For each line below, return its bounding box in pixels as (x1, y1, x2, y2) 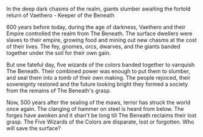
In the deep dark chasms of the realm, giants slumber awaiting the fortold (6, 5, 191, 12)
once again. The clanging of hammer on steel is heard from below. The (6, 105, 184, 112)
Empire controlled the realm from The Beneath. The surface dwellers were (6, 30, 193, 37)
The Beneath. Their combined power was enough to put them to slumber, (6, 68, 191, 75)
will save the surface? (6, 125, 61, 132)
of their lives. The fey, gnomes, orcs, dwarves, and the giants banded (6, 43, 181, 50)
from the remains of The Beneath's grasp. (6, 87, 112, 94)
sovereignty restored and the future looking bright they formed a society (6, 80, 188, 88)
